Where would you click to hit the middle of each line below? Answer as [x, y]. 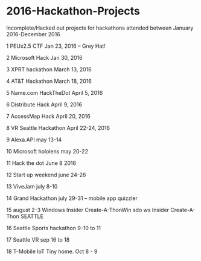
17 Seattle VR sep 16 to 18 [38, 239]
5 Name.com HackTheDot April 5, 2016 [55, 92]
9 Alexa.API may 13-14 [34, 140]
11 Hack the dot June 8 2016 [41, 163]
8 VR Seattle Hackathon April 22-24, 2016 [58, 127]
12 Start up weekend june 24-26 [46, 175]
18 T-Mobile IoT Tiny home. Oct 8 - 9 [52, 251]
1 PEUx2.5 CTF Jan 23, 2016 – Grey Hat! [56, 46]
